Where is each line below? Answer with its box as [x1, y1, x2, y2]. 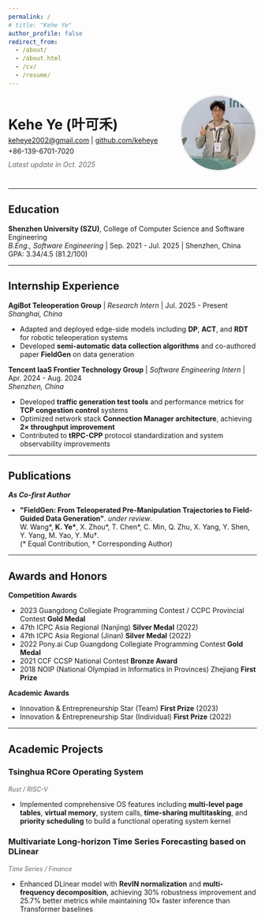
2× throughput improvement [19, 422, 116, 431]
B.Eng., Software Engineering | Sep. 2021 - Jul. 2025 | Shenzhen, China [8, 240, 241, 250]
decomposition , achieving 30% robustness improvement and [56, 888, 256, 897]
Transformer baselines [19, 904, 93, 914]
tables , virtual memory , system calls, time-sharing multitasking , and [19, 808, 248, 817]
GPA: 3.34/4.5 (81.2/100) [8, 249, 88, 259]
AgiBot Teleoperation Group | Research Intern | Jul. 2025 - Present [8, 301, 228, 310]
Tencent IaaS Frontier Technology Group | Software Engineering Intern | [8, 365, 246, 374]
